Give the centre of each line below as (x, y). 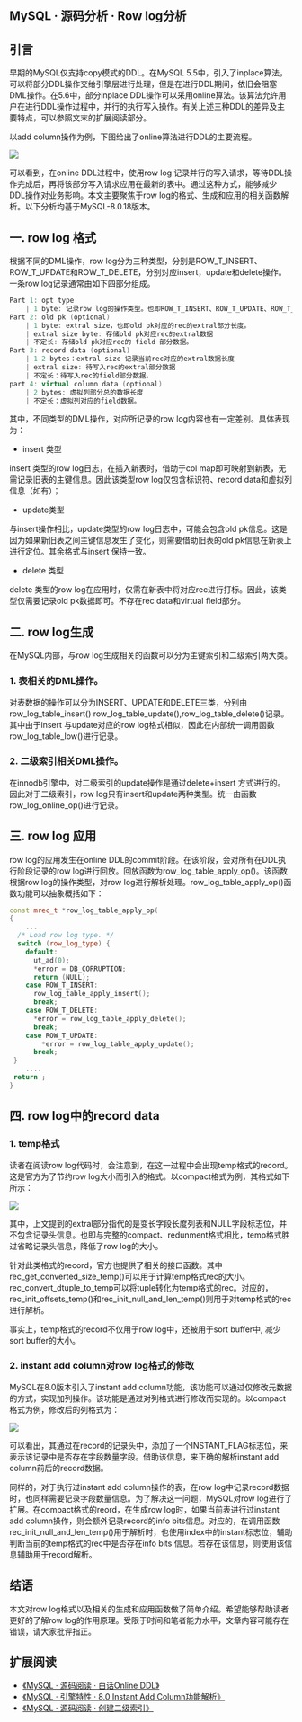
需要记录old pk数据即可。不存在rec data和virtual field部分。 (135, 601)
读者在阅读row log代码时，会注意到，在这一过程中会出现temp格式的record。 (151, 1165)
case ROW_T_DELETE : (62, 1011)
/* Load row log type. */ (66, 936)
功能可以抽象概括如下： (60, 893)
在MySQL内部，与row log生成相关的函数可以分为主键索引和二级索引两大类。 (151, 655)
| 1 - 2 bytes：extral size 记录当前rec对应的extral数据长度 (130, 359)
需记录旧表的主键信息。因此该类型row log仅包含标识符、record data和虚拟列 (151, 480)
